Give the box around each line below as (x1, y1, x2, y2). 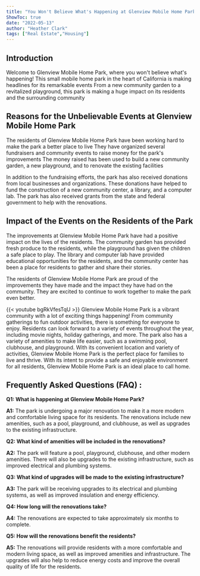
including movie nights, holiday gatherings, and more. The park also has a (6, 331, 187, 338)
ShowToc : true (6, 14, 42, 20)
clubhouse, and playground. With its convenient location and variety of (6, 343, 180, 351)
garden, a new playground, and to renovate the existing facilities (6, 162, 164, 169)
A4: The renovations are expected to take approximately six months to (6, 515, 179, 522)
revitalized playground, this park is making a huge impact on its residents (6, 88, 186, 95)
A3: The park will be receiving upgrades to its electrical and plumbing (6, 485, 177, 493)
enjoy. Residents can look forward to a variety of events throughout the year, (6, 324, 194, 332)
